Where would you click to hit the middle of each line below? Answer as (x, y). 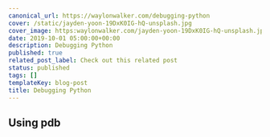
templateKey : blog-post (48, 83)
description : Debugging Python (61, 46)
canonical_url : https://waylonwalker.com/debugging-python (109, 16)
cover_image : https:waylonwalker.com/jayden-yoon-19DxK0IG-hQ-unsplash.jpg (138, 30)
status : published (39, 68)
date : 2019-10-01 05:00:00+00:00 (64, 38)
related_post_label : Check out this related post (93, 61)
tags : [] (23, 75)
